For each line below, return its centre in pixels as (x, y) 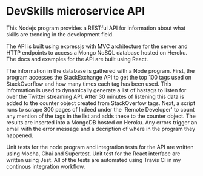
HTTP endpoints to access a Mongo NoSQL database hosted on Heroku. (97, 52)
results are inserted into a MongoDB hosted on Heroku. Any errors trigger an (102, 122)
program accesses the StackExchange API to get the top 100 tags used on (99, 77)
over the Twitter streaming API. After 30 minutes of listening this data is (95, 96)
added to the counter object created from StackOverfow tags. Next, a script (101, 103)
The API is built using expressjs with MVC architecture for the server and (97, 46)
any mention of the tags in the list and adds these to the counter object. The (101, 116)
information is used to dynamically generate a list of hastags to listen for (96, 90)
